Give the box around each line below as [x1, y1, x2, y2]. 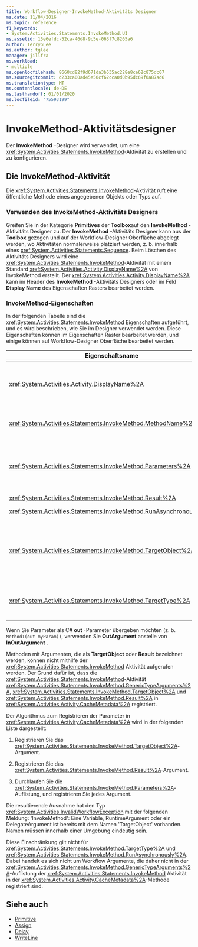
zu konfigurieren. [6, 154, 48, 161]
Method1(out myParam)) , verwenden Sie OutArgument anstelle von [6, 633, 167, 640]
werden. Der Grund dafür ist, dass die [6, 669, 98, 676]
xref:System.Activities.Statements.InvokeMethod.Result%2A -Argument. [14, 766, 189, 773]
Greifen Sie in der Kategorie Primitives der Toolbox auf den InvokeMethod [6, 221, 187, 228]
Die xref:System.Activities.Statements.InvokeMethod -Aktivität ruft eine [6, 187, 178, 194]
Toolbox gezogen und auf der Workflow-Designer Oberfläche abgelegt [6, 234, 179, 241]
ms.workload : [6, 58, 38, 64]
